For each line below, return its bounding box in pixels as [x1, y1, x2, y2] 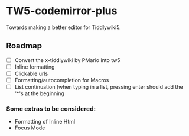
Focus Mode [14, 124, 45, 131]
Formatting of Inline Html [14, 118, 76, 125]
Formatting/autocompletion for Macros [14, 76, 109, 83]
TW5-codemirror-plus [6, 4, 118, 18]
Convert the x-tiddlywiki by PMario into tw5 [14, 56, 120, 63]
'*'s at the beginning [14, 90, 65, 97]
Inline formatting [14, 63, 55, 70]
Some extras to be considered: [6, 105, 96, 113]
